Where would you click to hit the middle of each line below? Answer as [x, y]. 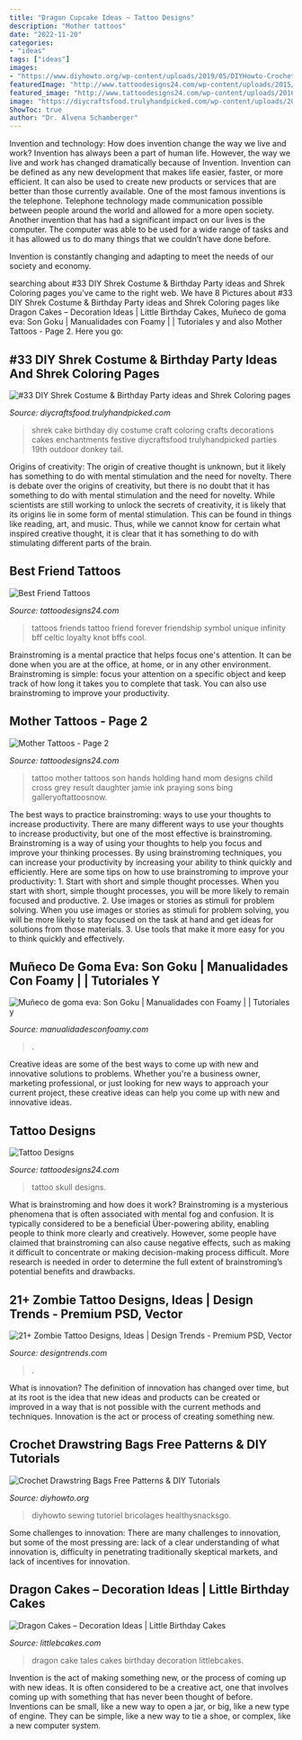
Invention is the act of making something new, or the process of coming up [148, 1677]
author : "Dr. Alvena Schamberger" [74, 118]
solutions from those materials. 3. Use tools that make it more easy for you [147, 929]
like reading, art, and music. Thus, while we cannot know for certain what [145, 523]
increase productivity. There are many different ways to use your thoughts [147, 824]
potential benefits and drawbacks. [72, 1272]
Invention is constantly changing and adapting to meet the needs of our [142, 256]
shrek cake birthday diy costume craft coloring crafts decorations [152, 430]
